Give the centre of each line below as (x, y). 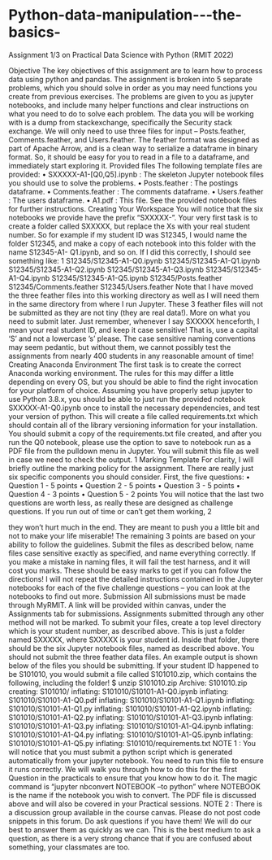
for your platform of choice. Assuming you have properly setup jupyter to (131, 390)
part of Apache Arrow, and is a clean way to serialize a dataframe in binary (133, 148)
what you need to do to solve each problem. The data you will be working (131, 114)
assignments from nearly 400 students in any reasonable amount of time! (131, 356)
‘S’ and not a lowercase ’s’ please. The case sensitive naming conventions (132, 338)
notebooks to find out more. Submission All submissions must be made (127, 596)
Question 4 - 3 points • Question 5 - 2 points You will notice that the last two (136, 494)
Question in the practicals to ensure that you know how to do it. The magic (133, 778)
